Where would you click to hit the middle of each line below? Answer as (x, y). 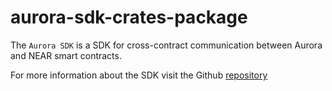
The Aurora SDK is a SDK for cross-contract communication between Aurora (166, 45)
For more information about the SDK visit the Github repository (139, 75)
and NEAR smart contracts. (66, 55)
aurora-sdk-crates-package (129, 17)
